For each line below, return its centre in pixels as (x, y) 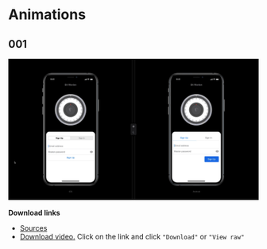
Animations (47, 15)
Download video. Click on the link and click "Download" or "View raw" (132, 236)
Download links (35, 212)
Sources (33, 228)
